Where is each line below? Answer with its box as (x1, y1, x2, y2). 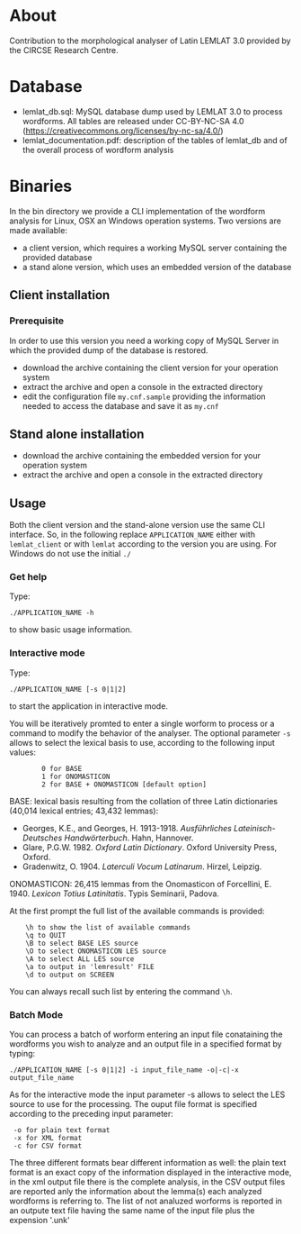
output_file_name (9, 1074, 75, 1083)
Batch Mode (9, 1008, 64, 1021)
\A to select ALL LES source (25, 954, 135, 964)
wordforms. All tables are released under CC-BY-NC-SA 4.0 (22, 115, 244, 126)
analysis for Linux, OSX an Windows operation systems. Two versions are (9, 215, 281, 226)
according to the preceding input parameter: (9, 1109, 173, 1120)
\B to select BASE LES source (25, 939, 139, 948)
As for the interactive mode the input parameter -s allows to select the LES (9, 1089, 286, 1100)
